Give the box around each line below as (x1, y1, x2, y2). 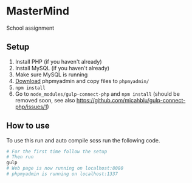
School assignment (6, 24, 55, 32)
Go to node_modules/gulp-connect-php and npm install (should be (15, 90, 180, 98)
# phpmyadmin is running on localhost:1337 (6, 171, 118, 177)
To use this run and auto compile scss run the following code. (6, 136, 160, 144)
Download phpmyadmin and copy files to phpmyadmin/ (15, 77, 149, 84)
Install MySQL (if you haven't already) (15, 64, 110, 72)
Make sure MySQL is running (15, 71, 88, 78)
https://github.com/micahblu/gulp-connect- (76, 96, 186, 104)
